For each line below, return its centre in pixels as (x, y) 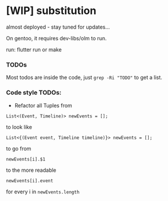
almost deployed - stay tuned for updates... (58, 27)
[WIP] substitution (51, 11)
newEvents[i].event (30, 181)
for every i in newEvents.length (43, 192)
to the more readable (31, 170)
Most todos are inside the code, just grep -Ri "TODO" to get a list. (84, 78)
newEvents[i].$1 (26, 159)
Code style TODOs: (34, 93)
